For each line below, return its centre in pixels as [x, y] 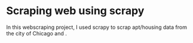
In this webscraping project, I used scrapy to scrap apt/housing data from [96, 27]
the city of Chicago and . [37, 33]
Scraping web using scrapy [75, 11]
